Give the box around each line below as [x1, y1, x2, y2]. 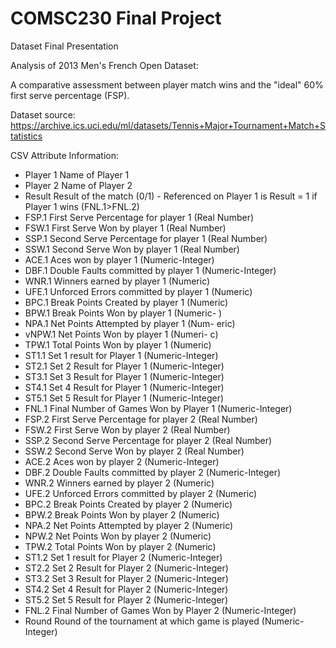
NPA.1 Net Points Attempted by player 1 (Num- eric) [24, 317, 236, 329]
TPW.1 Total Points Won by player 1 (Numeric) [24, 338, 212, 351]
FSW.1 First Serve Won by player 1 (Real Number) [24, 222, 227, 234]
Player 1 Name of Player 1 [24, 168, 130, 181]
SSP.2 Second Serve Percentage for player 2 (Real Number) [24, 434, 273, 446]
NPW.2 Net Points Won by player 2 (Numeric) [24, 530, 212, 542]
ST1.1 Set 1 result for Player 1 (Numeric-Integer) [24, 349, 219, 361]
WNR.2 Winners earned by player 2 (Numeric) [24, 477, 215, 489]
